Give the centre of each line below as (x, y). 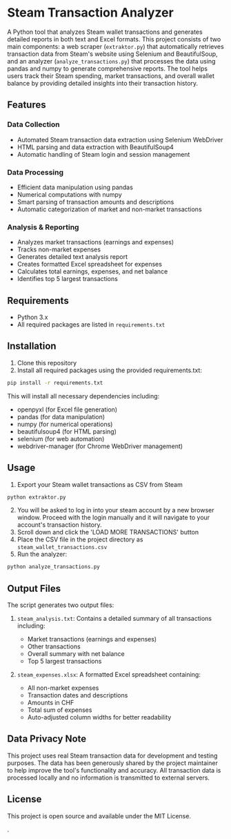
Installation (32, 346)
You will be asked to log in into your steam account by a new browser (115, 510)
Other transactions (54, 646)
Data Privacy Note (47, 739)
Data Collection (33, 124)
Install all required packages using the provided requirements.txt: (109, 370)
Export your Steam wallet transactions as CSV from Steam (100, 484)
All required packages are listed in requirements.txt (91, 325)
